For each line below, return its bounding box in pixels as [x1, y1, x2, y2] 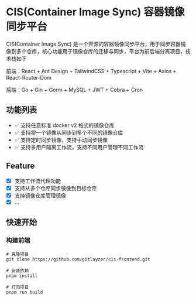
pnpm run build [6, 289, 43, 295]
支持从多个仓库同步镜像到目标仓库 [14, 184, 97, 191]
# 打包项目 [6, 284, 29, 290]
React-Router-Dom [6, 74, 51, 81]
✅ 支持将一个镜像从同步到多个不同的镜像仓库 [14, 129, 123, 136]
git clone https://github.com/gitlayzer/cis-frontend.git [6, 256, 150, 262]
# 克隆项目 [6, 251, 29, 257]
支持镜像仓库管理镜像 [14, 191, 66, 199]
